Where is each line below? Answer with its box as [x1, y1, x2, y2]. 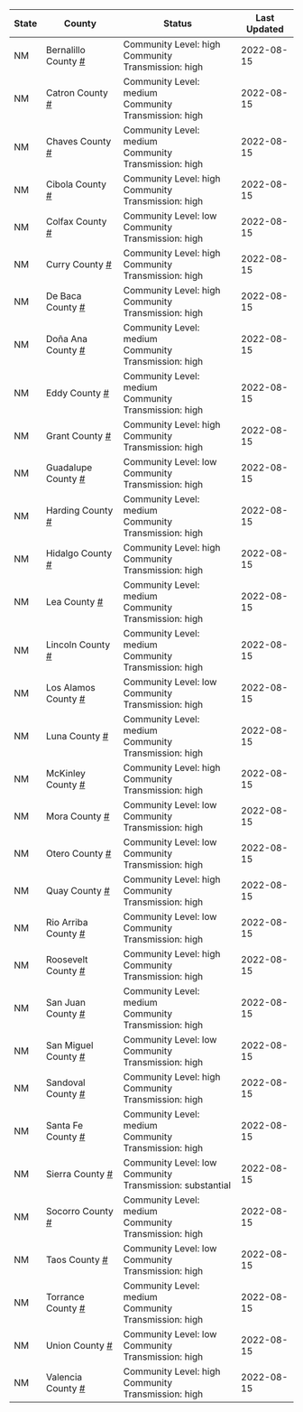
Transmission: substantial [123, 1179, 232, 1191]
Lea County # [45, 596, 104, 608]
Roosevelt [45, 953, 88, 965]
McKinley [45, 767, 86, 779]
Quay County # [45, 885, 110, 896]
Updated [246, 23, 284, 35]
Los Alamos [45, 682, 96, 693]
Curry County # [45, 258, 113, 270]
